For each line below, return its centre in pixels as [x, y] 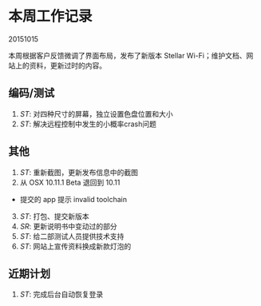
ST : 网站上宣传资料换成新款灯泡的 [75, 246]
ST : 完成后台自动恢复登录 [61, 294]
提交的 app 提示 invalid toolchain [73, 199]
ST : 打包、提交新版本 [54, 216]
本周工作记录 [51, 16]
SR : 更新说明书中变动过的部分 [68, 226]
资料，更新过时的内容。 [67, 66]
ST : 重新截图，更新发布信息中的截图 [79, 172]
